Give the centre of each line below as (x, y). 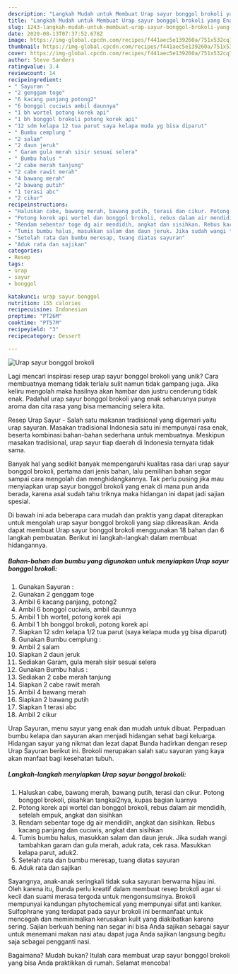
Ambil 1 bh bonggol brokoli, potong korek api (83, 624)
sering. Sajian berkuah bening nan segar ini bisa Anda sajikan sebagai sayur (119, 926)
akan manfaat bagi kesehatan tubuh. (61, 758)
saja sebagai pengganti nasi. (49, 941)
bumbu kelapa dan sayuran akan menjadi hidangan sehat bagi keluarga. (113, 735)
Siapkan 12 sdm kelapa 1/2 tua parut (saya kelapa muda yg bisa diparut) (123, 631)
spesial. (19, 501)
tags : (16, 264)
